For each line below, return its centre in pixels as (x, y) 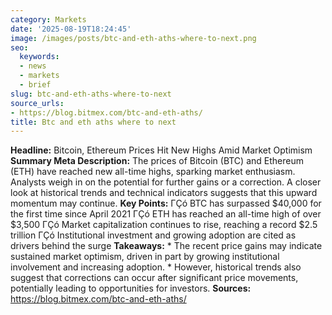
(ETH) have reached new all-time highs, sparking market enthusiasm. (153, 172)
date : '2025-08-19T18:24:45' (71, 29)
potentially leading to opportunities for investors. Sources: (131, 288)
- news (33, 66)
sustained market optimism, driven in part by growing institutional (145, 257)
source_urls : (37, 103)
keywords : (39, 57)
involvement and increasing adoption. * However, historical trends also (156, 267)
